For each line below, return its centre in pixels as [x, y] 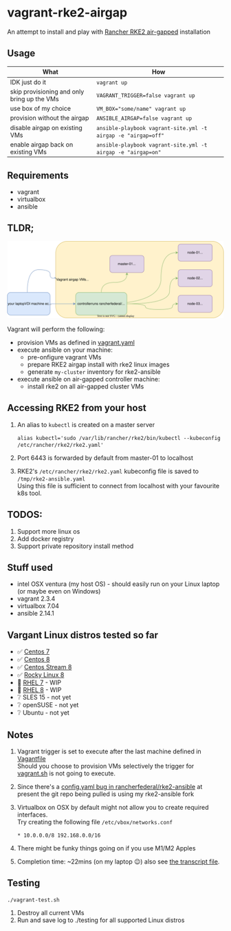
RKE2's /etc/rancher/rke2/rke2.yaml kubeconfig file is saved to [108, 471]
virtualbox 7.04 [38, 606]
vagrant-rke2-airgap [67, 13]
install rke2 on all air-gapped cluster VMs [86, 386]
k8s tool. [30, 493]
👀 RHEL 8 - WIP [39, 690]
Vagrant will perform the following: [56, 329]
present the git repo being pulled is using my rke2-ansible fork [106, 794]
